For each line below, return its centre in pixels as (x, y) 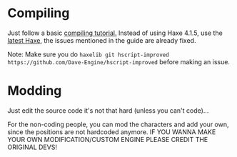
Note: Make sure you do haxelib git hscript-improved (88, 54)
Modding (35, 91)
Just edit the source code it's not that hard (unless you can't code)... (108, 110)
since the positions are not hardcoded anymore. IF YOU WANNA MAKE (112, 132)
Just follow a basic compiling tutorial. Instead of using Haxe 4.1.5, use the (115, 33)
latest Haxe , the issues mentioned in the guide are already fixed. (102, 40)
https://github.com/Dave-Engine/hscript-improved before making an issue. (119, 61)
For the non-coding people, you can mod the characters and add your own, (118, 124)
